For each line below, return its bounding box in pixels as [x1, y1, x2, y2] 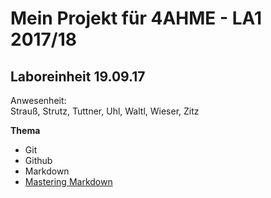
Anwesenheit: [10, 95, 67, 106]
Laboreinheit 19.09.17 [10, 68, 146, 85]
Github [24, 155, 53, 166]
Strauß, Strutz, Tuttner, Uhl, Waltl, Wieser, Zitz [10, 105, 200, 117]
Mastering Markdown [24, 176, 113, 187]
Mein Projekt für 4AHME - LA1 [10, 7, 263, 30]
